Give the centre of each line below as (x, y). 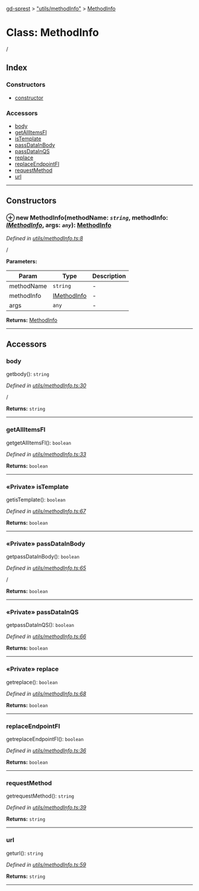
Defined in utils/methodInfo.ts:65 (46, 568)
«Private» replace (33, 669)
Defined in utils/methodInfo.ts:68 (46, 694)
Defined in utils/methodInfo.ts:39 (46, 808)
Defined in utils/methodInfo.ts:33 (46, 454)
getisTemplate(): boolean (36, 500)
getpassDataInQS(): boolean (40, 625)
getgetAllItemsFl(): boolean (39, 443)
